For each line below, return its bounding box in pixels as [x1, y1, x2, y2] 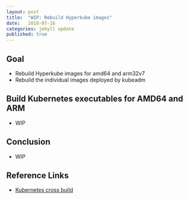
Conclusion [6, 137, 51, 147]
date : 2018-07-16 [6, 20, 56, 26]
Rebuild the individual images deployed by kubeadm [15, 76, 146, 83]
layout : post [6, 8, 39, 15]
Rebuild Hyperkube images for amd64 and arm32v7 [15, 70, 145, 77]
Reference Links [6, 170, 69, 180]
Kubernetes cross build [15, 186, 73, 194]
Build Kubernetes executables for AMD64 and [6, 94, 184, 104]
